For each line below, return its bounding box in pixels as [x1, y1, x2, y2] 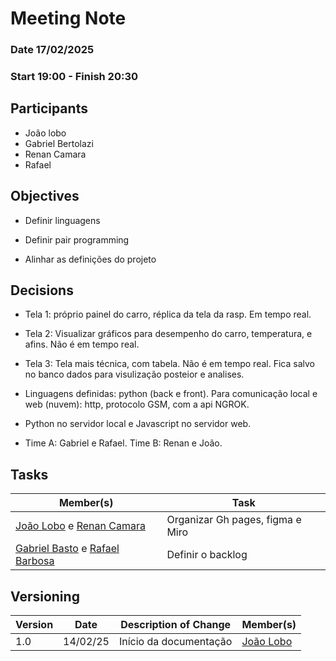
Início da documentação [118, 635, 233, 649]
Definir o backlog [166, 548, 248, 562]
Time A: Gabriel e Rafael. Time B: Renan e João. [24, 437, 223, 449]
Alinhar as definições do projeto [24, 253, 157, 265]
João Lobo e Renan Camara [15, 519, 146, 533]
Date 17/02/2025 [10, 43, 95, 57]
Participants [10, 100, 88, 117]
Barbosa [15, 554, 55, 568]
